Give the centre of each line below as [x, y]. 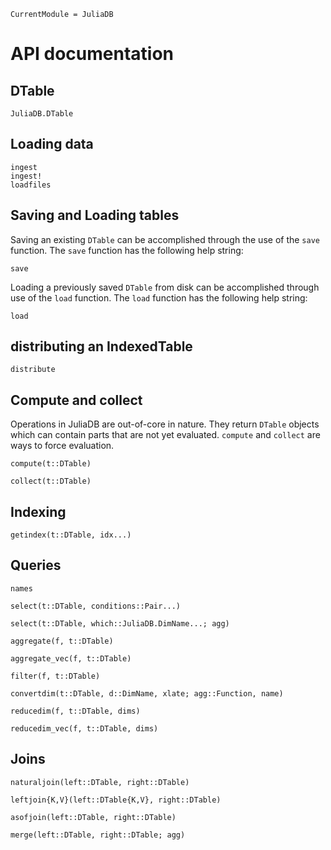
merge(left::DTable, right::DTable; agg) [98, 835]
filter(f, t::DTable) [55, 676]
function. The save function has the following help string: [127, 250]
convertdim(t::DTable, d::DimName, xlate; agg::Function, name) [147, 693]
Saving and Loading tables [95, 215]
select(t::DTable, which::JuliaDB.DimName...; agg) [120, 623]
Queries [36, 565]
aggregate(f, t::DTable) [62, 641]
